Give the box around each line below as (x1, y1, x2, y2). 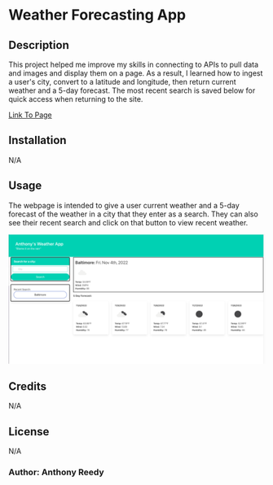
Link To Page (8, 110, 53, 120)
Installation (8, 133, 67, 147)
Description (8, 38, 69, 52)
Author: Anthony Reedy (8, 466, 104, 478)
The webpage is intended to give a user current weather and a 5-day (8, 200, 240, 210)
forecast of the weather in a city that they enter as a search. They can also (8, 209, 258, 219)
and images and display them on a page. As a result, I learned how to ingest (8, 68, 263, 78)
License (8, 425, 50, 439)
